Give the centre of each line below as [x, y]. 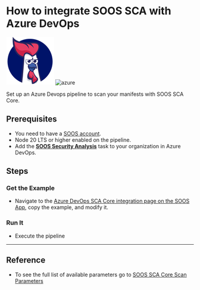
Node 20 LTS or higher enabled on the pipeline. [73, 140]
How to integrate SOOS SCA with [89, 11]
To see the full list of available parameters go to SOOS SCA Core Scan [101, 275]
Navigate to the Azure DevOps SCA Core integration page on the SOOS [102, 201]
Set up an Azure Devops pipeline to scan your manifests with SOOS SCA [95, 94]
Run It [15, 223]
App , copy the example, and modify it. [62, 207]
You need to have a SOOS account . [58, 133]
